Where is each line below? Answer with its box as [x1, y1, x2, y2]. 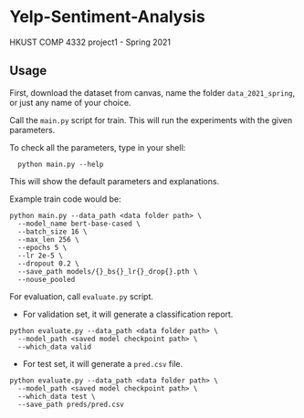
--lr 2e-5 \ [17, 251, 64, 260]
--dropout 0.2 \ [17, 258, 79, 268]
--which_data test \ [17, 392, 96, 401]
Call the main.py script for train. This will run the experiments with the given [9, 114, 293, 125]
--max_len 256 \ [17, 235, 79, 244]
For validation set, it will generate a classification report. [22, 308, 234, 319]
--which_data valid [17, 342, 92, 351]
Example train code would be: [9, 193, 121, 204]
